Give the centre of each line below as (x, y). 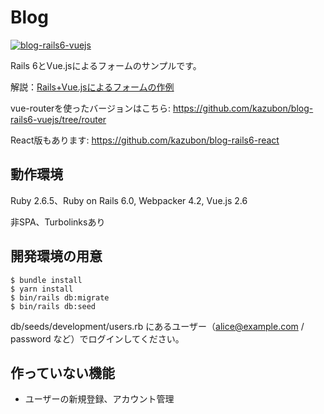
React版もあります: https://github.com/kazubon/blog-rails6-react (145, 140)
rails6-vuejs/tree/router (58, 119)
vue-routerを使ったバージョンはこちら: (91, 108)
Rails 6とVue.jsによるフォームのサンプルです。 (106, 65)
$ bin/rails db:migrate (60, 297)
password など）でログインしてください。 (97, 338)
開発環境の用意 (56, 256)
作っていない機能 (62, 372)
